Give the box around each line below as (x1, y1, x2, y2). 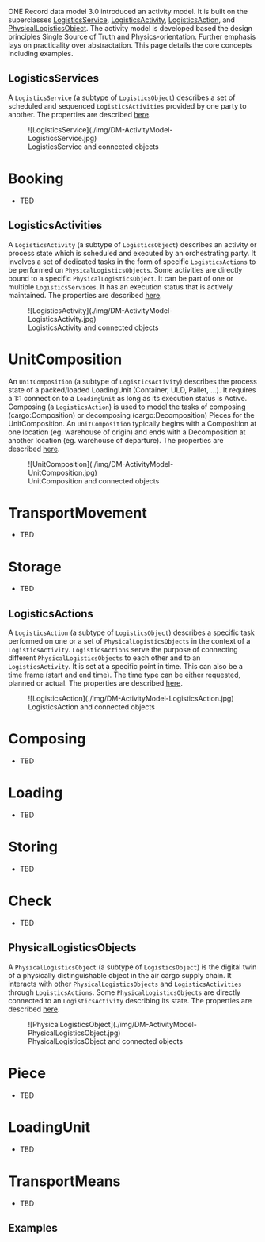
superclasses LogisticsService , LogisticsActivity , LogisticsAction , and (8, 15, 236, 25)
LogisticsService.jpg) (28, 133, 97, 143)
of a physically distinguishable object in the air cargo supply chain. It (8, 970, 232, 980)
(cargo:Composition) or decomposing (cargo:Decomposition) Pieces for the (8, 410, 255, 419)
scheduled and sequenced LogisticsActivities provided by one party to (8, 101, 247, 110)
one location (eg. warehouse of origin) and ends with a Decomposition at (8, 427, 246, 437)
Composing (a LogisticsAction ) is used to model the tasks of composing (8, 402, 246, 411)
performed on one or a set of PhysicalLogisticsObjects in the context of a (8, 636, 251, 646)
